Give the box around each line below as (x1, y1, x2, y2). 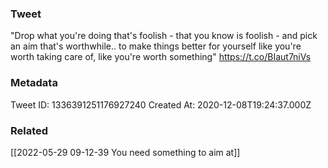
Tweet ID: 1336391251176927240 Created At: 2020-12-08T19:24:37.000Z (10, 98, 312, 111)
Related (10, 123, 49, 137)
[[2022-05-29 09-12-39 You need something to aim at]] (10, 146, 241, 158)
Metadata (10, 76, 58, 90)
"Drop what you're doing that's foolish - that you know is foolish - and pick (10, 30, 318, 42)
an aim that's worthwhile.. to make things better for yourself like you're (10, 40, 302, 52)
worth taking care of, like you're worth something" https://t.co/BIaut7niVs (10, 51, 312, 63)
